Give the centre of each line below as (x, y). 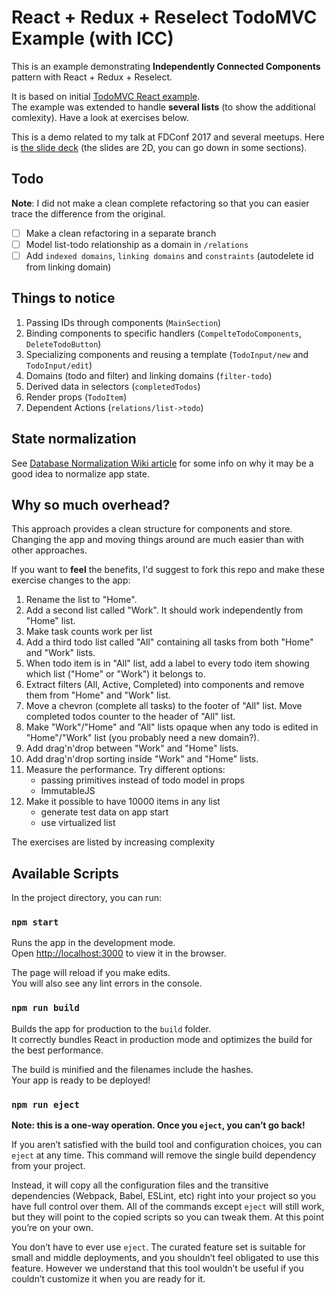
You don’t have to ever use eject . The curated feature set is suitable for (158, 1247)
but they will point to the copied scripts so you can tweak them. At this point (167, 1217)
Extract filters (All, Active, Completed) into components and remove (165, 685)
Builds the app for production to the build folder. (111, 1028)
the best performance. (57, 1050)
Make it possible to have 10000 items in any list (123, 802)
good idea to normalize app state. (80, 473)
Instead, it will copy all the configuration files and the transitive (140, 1185)
